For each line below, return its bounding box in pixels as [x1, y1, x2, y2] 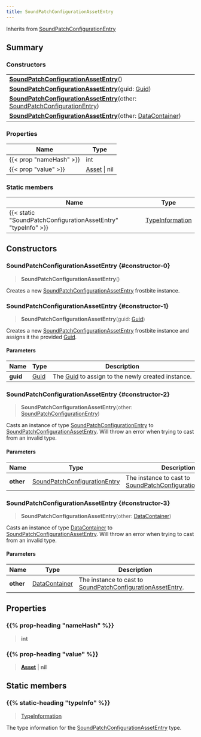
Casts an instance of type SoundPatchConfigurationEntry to [6, 422, 154, 429]
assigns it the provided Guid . [6, 333, 77, 340]
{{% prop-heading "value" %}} [6, 650, 99, 658]
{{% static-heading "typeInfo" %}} [6, 699, 111, 707]
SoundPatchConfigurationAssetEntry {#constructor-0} [6, 261, 170, 270]
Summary [6, 42, 44, 53]
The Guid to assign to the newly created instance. [53, 372, 192, 380]
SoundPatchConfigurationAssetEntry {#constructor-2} [6, 390, 170, 398]
